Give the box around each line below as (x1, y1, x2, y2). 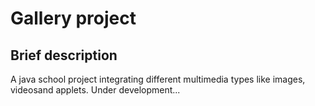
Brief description (10, 47, 118, 64)
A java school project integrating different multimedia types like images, (10, 73, 306, 85)
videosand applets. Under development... (10, 84, 181, 96)
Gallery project (10, 7, 137, 30)
